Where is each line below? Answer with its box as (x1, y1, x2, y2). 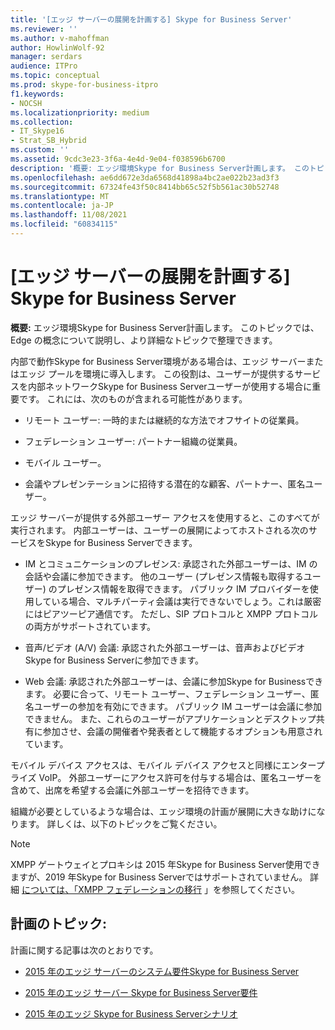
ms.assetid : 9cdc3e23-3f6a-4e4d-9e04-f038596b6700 (10, 154, 226, 164)
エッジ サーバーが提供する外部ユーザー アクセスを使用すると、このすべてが (10, 511, 320, 523)
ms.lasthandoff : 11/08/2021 (10, 210, 128, 220)
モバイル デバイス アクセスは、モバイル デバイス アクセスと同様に (10, 759, 282, 771)
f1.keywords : (10, 89, 65, 99)
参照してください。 (221, 883, 301, 895)
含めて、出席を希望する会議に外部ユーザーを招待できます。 (10, 784, 255, 796)
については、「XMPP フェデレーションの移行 (21, 883, 202, 895)
